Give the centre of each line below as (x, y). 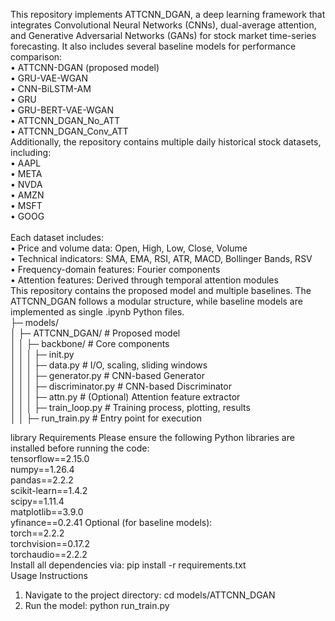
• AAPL (26, 163)
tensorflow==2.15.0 (50, 458)
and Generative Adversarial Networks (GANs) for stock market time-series (163, 35)
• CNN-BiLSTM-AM (51, 88)
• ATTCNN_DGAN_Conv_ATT (69, 131)
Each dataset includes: (57, 237)
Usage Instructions (49, 575)
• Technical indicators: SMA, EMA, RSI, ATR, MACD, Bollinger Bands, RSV (161, 258)
